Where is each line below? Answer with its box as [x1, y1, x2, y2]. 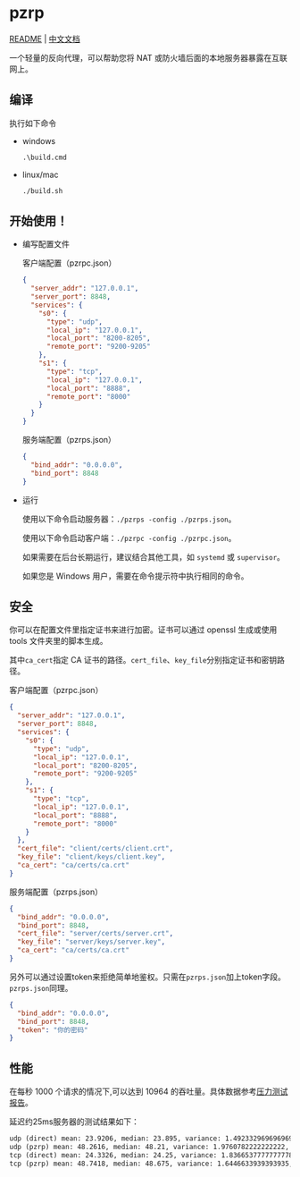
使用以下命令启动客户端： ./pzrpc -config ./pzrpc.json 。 [21, 532, 237, 543]
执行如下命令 [9, 117, 56, 128]
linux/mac [21, 169, 59, 180]
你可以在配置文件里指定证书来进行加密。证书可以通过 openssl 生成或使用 [9, 624, 278, 635]
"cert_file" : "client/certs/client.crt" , [17, 844, 174, 853]
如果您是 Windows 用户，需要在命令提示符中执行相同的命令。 [21, 571, 249, 581]
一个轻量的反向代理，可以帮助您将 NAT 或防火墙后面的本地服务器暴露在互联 [9, 52, 287, 63]
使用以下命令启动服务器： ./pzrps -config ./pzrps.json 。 [21, 513, 237, 524]
